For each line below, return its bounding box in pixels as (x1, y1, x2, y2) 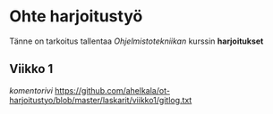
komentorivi (9, 85, 54, 95)
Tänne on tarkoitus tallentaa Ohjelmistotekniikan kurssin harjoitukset (9, 36, 264, 46)
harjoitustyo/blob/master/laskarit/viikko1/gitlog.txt (9, 94, 192, 105)
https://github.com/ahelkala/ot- (55, 85, 170, 95)
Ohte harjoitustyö (9, 6, 143, 27)
